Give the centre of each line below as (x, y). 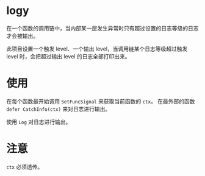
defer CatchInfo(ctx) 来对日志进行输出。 (59, 109)
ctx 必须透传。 (25, 167)
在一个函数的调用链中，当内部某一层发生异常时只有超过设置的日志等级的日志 (103, 28)
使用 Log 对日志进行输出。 (39, 122)
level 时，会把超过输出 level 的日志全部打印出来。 (68, 56)
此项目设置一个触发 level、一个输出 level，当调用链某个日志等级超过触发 (97, 49)
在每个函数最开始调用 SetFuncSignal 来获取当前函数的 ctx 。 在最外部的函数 (101, 101)
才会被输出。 (22, 36)
